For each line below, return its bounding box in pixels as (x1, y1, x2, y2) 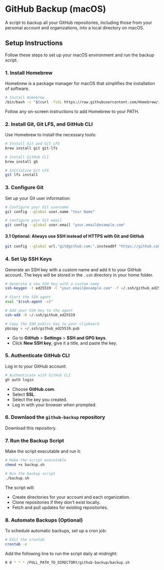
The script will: (5, 484, 35, 490)
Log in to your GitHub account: (5, 363, 67, 369)
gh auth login (5, 377, 34, 382)
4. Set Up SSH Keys (5, 256, 52, 263)
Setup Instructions (5, 39, 63, 47)
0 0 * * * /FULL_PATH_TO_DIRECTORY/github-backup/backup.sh (5, 560, 130, 565)
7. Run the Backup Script (5, 437, 64, 444)
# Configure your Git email (5, 218, 62, 223)
